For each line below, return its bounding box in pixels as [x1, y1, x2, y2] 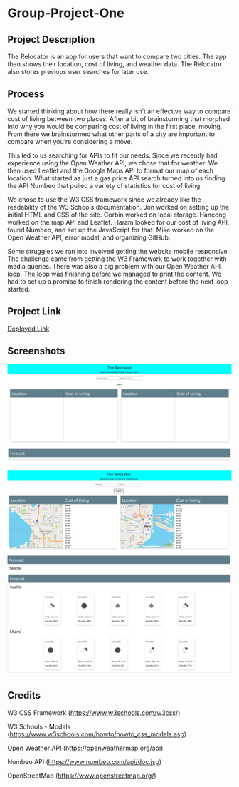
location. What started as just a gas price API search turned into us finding [7, 173, 225, 182]
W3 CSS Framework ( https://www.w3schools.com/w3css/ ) [7, 708, 181, 717]
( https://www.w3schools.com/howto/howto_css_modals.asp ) [7, 729, 187, 739]
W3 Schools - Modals [7, 722, 71, 731]
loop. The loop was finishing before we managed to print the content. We [7, 269, 222, 278]
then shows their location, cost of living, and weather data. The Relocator [7, 60, 222, 68]
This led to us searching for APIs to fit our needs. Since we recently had [7, 151, 218, 160]
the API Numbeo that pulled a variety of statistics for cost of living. [7, 181, 203, 190]
